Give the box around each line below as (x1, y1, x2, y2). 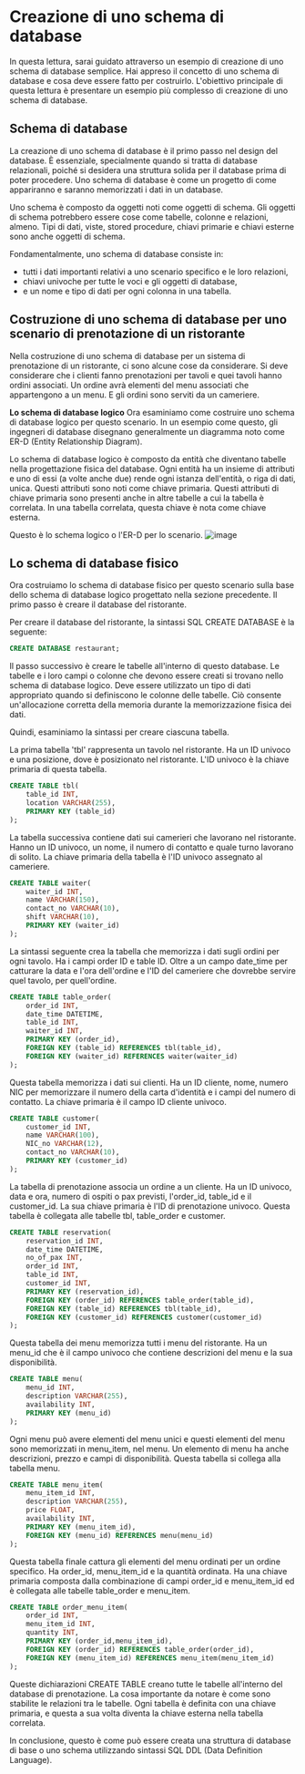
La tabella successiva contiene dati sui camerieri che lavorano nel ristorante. (9, 831, 297, 842)
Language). (9, 1754, 53, 1765)
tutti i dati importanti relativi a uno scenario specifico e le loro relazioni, (22, 266, 289, 277)
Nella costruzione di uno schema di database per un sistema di (9, 350, 246, 361)
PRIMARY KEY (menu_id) (25, 1408, 112, 1418)
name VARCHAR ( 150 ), (25, 895, 100, 904)
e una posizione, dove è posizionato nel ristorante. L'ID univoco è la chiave (9, 754, 290, 765)
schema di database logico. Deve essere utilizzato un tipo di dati (9, 680, 251, 691)
